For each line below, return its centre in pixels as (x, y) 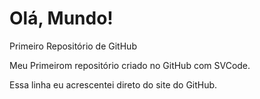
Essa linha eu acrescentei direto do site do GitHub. (113, 84)
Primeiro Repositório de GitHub (73, 46)
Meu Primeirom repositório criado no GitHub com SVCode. (130, 65)
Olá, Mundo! (61, 18)
